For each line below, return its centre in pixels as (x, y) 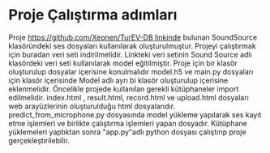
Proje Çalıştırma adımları (93, 15)
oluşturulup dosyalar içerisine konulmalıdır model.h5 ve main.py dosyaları (131, 71)
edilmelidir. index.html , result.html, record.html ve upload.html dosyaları (129, 97)
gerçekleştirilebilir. (39, 140)
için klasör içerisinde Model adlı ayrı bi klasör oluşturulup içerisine (118, 80)
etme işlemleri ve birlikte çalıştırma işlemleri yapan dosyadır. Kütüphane (128, 123)
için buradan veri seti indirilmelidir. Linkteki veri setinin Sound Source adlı (131, 54)
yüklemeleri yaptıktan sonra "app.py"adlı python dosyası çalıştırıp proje (127, 132)
